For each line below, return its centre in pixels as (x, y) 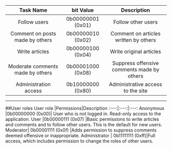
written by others (135, 40)
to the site (135, 91)
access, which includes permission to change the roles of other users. (79, 141)
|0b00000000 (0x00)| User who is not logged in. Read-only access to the (83, 114)
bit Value (83, 10)
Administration (33, 84)
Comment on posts (33, 34)
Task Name (33, 10)
